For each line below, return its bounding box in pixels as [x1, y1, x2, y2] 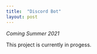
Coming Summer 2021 [6, 30, 60, 37]
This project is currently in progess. [6, 41, 92, 48]
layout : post [6, 14, 38, 20]
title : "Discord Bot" [6, 8, 61, 15]
